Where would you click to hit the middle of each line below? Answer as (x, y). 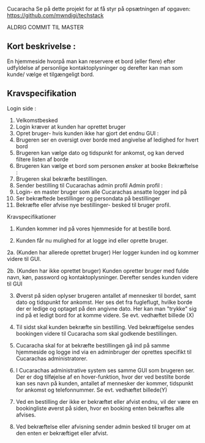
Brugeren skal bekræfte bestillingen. (61, 179)
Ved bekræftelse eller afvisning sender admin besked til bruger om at (103, 426)
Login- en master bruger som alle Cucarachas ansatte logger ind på (101, 192)
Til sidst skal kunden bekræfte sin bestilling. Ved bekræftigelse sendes (105, 327)
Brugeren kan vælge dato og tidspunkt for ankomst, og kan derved (100, 153)
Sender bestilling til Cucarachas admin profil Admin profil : (89, 185)
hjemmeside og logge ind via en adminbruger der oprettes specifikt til (104, 352)
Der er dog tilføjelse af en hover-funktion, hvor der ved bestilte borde (103, 377)
